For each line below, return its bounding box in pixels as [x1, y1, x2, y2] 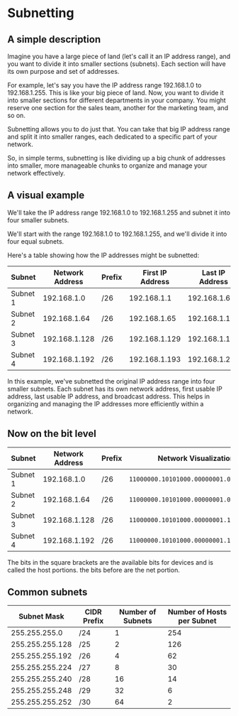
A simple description [7, 33, 101, 45]
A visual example [7, 190, 85, 202]
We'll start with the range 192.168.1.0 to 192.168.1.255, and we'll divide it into [7, 229, 227, 238]
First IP [142, 268, 168, 278]
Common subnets [7, 586, 88, 598]
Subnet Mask [18, 612, 64, 622]
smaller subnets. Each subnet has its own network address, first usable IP [7, 384, 223, 393]
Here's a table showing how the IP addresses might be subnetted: [7, 251, 200, 259]
